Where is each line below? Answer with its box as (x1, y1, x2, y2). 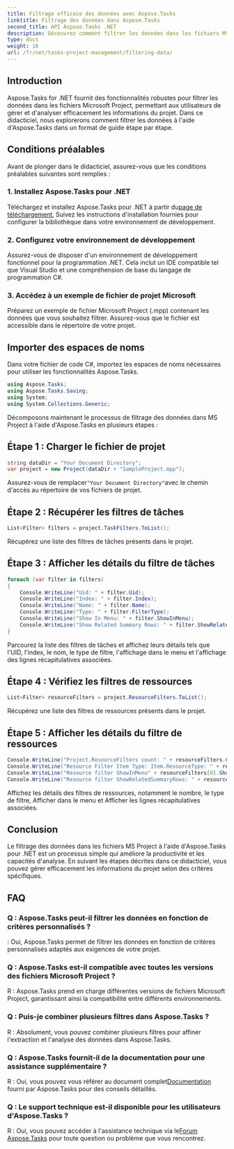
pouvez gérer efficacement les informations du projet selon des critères (7, 864, 214, 873)
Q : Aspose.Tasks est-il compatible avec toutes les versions (7, 963, 214, 972)
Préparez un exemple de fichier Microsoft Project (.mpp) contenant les (7, 307, 210, 315)
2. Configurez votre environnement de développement (7, 235, 196, 244)
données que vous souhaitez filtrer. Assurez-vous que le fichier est (7, 314, 200, 322)
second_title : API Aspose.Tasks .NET (7, 23, 117, 30)
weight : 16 (7, 43, 39, 50)
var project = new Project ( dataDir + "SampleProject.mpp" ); (7, 466, 186, 473)
